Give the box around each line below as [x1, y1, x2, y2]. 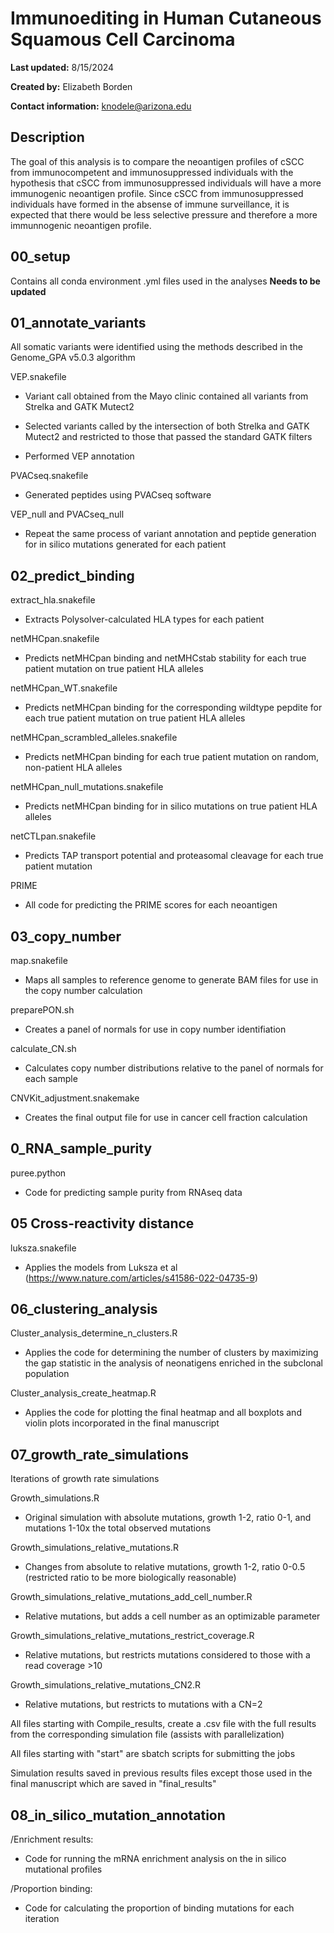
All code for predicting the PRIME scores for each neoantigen [24, 899, 278, 911]
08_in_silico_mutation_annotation [10, 1807, 226, 1824]
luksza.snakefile [10, 1242, 77, 1254]
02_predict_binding [10, 567, 135, 584]
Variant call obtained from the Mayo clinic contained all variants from [24, 390, 309, 402]
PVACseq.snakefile [10, 470, 89, 482]
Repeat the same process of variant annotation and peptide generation [24, 528, 317, 540]
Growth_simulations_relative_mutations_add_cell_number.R [10, 1591, 253, 1603]
